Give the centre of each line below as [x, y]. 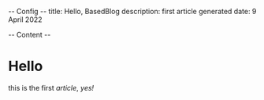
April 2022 [25, 20]
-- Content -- [30, 35]
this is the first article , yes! [51, 87]
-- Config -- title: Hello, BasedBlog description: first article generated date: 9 [132, 11]
